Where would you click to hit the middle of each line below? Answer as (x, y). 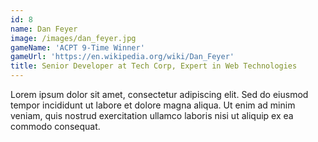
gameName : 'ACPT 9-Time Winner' (77, 47)
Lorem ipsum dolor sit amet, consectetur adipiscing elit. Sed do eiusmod (159, 94)
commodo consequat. (55, 126)
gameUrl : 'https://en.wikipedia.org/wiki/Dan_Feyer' (122, 57)
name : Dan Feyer (44, 29)
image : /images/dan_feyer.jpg (73, 38)
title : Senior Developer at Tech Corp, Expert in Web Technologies (154, 66)
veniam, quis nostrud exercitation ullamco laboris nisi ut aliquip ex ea (152, 115)
